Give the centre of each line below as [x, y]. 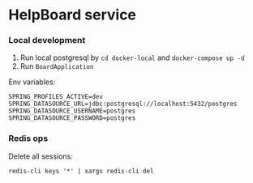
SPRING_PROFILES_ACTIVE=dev [56, 97]
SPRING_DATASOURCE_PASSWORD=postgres [72, 118]
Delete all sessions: [41, 156]
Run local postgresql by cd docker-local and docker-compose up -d [132, 57]
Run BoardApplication [57, 66]
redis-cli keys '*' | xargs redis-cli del [81, 171]
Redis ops [28, 138]
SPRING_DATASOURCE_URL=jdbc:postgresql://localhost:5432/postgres [123, 104]
